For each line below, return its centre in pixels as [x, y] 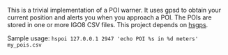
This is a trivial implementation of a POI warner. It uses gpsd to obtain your [114, 10]
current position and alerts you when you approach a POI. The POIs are [109, 17]
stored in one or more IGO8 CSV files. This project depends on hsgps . [108, 25]
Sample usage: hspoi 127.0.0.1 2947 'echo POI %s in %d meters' [103, 38]
